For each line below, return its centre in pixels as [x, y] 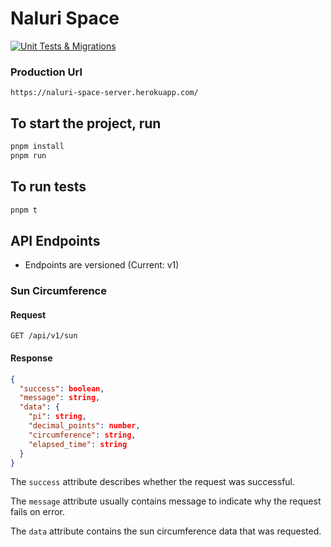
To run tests [48, 187]
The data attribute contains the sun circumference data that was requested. [166, 531]
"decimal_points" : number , [84, 426]
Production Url [46, 72]
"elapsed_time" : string [78, 444]
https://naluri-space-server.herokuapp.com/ [104, 93]
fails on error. [38, 512]
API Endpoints [55, 240]
